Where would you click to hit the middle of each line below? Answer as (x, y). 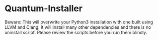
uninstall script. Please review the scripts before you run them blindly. (76, 32)
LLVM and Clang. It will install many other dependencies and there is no (78, 27)
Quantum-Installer (44, 9)
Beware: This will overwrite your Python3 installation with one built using (79, 22)
